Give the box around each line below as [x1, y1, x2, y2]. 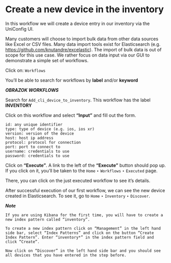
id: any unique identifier [5, 122, 63, 127]
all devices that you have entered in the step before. [5, 252, 127, 258]
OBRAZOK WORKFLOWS [5, 87, 59, 93]
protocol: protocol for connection [5, 140, 81, 145]
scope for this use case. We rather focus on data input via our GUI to [5, 52, 150, 58]
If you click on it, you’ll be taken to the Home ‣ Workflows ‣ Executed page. [5, 167, 158, 174]
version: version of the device [5, 131, 74, 136]
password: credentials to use [5, 153, 70, 159]
